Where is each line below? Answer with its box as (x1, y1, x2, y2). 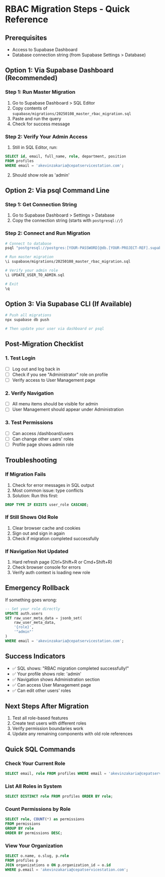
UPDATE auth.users (5, 611, 43, 616)
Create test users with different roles (12, 720, 87, 726)
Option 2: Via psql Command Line (5, 186, 110, 194)
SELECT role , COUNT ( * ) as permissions (5, 817, 84, 822)
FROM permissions (5, 821, 41, 827)
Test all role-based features (12, 715, 68, 721)
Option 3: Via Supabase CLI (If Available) (5, 299, 132, 308)
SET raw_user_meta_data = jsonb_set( (5, 616, 82, 621)
